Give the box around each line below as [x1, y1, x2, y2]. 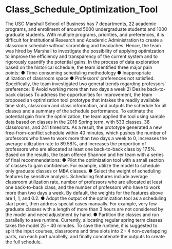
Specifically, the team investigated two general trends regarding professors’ [5, 81, 166, 87]
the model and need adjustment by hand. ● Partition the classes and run [5, 212, 159, 218]
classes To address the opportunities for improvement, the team [17, 91, 152, 98]
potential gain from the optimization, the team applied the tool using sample [5, 113, 165, 119]
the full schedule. [5, 239, 42, 245]
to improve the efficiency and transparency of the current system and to [5, 53, 158, 60]
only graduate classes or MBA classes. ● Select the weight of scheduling [5, 168, 161, 174]
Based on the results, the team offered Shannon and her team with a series [5, 151, 164, 158]
